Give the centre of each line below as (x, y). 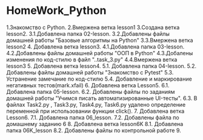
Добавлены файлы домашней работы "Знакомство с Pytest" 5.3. (90, 72)
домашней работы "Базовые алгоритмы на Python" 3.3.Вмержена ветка (100, 40)
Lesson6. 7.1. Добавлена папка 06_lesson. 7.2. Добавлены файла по (93, 117)
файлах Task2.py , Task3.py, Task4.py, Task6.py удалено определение (96, 104)
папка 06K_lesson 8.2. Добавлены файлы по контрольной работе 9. (94, 130)
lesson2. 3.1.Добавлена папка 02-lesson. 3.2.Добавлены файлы (88, 33)
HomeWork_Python (56, 11)
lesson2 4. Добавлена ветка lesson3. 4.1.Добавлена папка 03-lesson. (95, 47)
